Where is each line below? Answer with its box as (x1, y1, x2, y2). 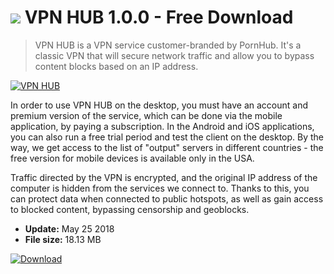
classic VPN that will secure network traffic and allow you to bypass (34, 49, 315, 61)
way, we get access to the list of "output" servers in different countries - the (10, 141, 324, 153)
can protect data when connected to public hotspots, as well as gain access (10, 192, 324, 205)
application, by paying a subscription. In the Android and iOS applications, (10, 120, 315, 132)
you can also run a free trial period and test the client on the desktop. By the (10, 131, 325, 143)
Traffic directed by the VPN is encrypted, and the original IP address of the (10, 171, 318, 183)
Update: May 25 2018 (24, 222, 115, 235)
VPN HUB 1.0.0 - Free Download (24, 6, 294, 29)
